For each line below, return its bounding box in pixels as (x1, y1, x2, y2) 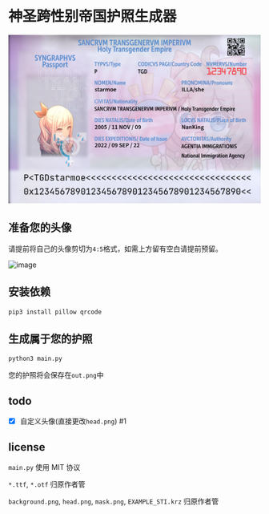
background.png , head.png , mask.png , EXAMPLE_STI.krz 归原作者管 (8, 496, 219, 506)
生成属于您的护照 (8, 332, 93, 346)
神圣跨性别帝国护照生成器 (8, 7, 178, 26)
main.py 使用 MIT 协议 (8, 462, 81, 472)
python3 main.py (8, 354, 62, 363)
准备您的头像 (8, 221, 72, 235)
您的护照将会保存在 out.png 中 (8, 370, 104, 380)
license (8, 440, 46, 454)
